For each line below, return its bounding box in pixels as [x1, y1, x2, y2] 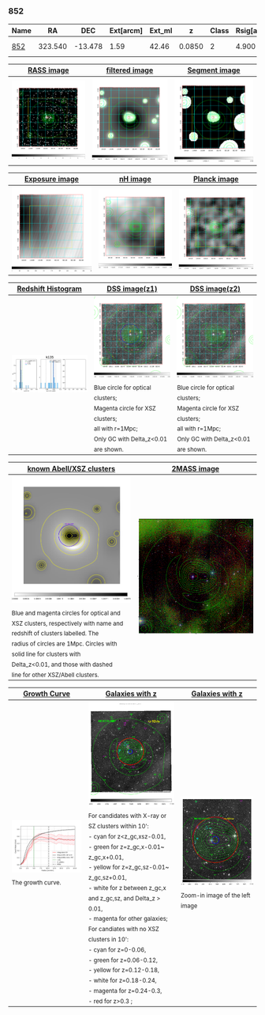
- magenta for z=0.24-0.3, [88, 987, 162, 994]
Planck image [192, 174, 239, 184]
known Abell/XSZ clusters [27, 464, 116, 473]
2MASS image [171, 464, 219, 473]
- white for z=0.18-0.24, [88, 976, 157, 984]
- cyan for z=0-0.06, [88, 945, 147, 954]
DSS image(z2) [189, 284, 241, 294]
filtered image [106, 66, 154, 75]
